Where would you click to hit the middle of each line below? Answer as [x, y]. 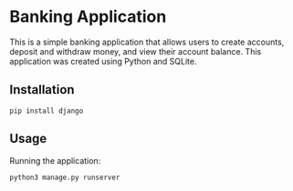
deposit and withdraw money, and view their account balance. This [136, 51]
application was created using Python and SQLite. [103, 61]
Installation [42, 90]
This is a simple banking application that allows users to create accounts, [147, 42]
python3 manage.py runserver [65, 177]
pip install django [47, 111]
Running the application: [55, 160]
